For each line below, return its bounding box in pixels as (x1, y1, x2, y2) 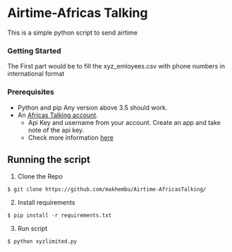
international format (7, 69, 65, 78)
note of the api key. (28, 126, 85, 134)
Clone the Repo (17, 172, 63, 181)
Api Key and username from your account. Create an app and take (28, 118, 221, 126)
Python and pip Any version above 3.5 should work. (17, 103, 168, 112)
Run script (17, 224, 48, 233)
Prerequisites (7, 87, 54, 97)
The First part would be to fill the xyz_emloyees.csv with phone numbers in (7, 62, 226, 71)
